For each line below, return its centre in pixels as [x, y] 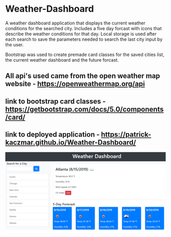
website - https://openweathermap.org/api [75, 84]
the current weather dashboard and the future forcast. [62, 60]
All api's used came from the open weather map [83, 76]
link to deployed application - [53, 135]
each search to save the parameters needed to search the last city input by [84, 39]
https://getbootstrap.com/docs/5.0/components [84, 109]
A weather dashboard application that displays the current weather [75, 23]
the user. [15, 44]
